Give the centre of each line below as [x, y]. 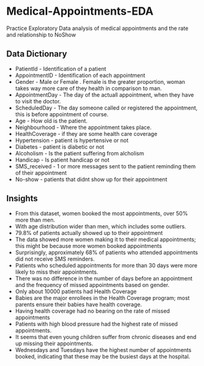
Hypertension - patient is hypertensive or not [72, 140]
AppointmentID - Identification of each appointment [80, 75]
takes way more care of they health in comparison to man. [88, 88]
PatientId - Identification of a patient [60, 69]
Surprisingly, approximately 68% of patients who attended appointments [107, 252]
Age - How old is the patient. [51, 121]
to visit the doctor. [38, 101]
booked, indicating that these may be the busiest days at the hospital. [103, 356]
